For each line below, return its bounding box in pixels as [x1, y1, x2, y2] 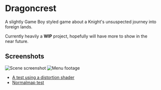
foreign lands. [5, 24, 33, 29]
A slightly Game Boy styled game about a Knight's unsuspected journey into [5, 19, 157, 25]
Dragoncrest [5, 3, 57, 14]
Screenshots [5, 52, 44, 61]
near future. [5, 38, 29, 44]
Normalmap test [12, 79, 44, 85]
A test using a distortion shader [12, 74, 75, 80]
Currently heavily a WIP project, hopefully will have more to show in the [5, 33, 147, 39]
